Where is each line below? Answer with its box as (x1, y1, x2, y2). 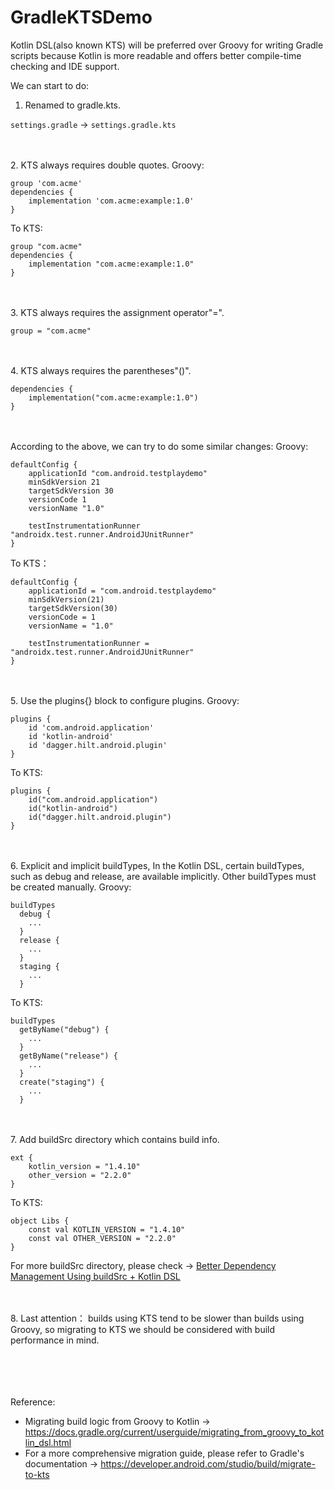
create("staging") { (19, 1077, 105, 1087)
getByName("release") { (19, 1051, 118, 1061)
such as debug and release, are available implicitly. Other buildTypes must (10, 870, 317, 882)
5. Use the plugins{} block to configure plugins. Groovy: (10, 694, 240, 706)
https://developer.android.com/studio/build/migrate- (100, 1457, 316, 1470)
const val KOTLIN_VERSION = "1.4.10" (28, 1224, 186, 1235)
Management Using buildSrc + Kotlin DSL (10, 1270, 181, 1282)
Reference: (10, 1396, 56, 1408)
